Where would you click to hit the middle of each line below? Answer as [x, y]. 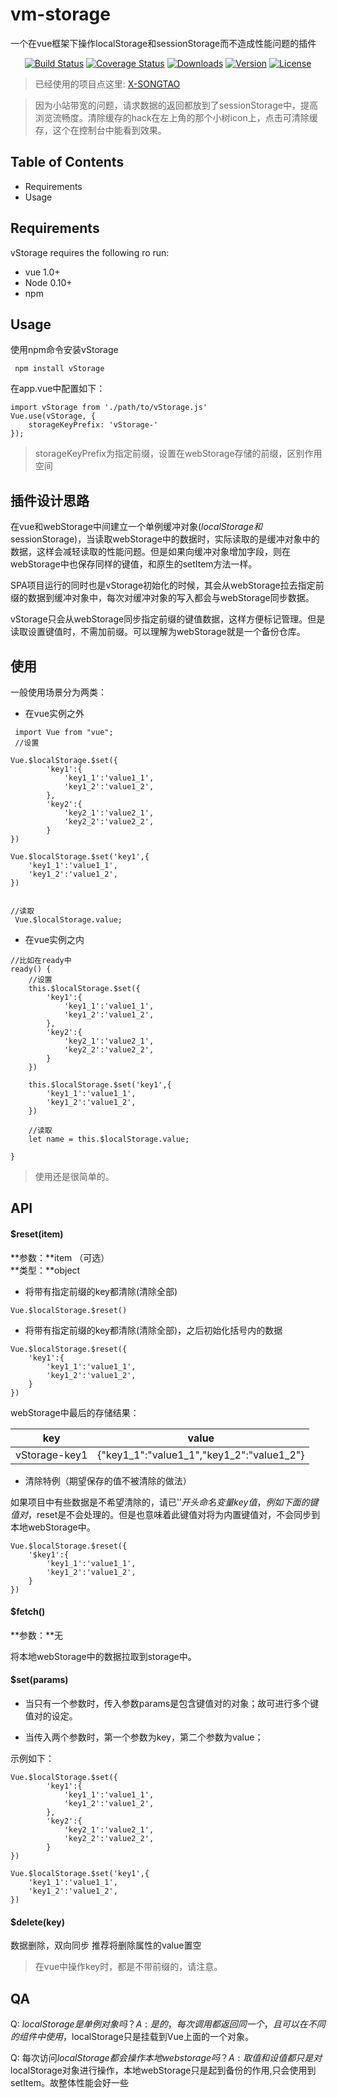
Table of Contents [67, 162]
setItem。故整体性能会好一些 [69, 2083]
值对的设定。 [51, 1716]
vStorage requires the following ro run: [90, 252]
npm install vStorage [59, 369]
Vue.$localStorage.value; [68, 920]
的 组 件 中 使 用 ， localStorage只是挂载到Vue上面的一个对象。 [132, 2037]
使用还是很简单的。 [74, 1176]
